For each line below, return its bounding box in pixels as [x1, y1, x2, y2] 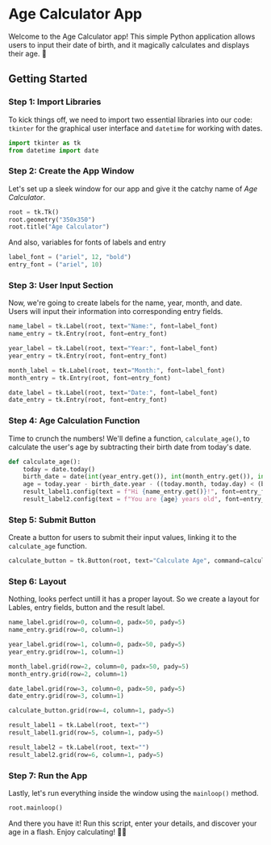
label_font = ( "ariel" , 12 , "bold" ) [8, 253, 131, 261]
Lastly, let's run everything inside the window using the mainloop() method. [8, 789, 260, 798]
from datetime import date [8, 146, 99, 154]
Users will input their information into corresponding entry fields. [8, 307, 223, 316]
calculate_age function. [8, 542, 87, 551]
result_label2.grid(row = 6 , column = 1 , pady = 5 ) [8, 751, 164, 759]
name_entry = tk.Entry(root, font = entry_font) [8, 330, 168, 338]
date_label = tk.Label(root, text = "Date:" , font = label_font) [8, 388, 219, 396]
